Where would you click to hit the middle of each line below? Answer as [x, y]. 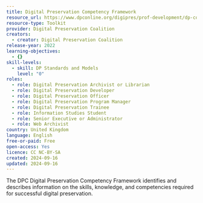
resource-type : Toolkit [36, 23]
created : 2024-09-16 [32, 158]
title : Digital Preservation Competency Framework [71, 12]
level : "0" [31, 74]
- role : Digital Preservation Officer [61, 96]
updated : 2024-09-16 [32, 164]
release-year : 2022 [31, 46]
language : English [29, 136]
